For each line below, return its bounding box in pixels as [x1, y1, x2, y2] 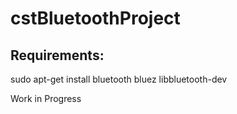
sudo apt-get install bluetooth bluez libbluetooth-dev [10, 73, 228, 85]
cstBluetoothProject [10, 7, 181, 30]
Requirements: [10, 47, 105, 64]
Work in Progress [10, 93, 82, 104]
